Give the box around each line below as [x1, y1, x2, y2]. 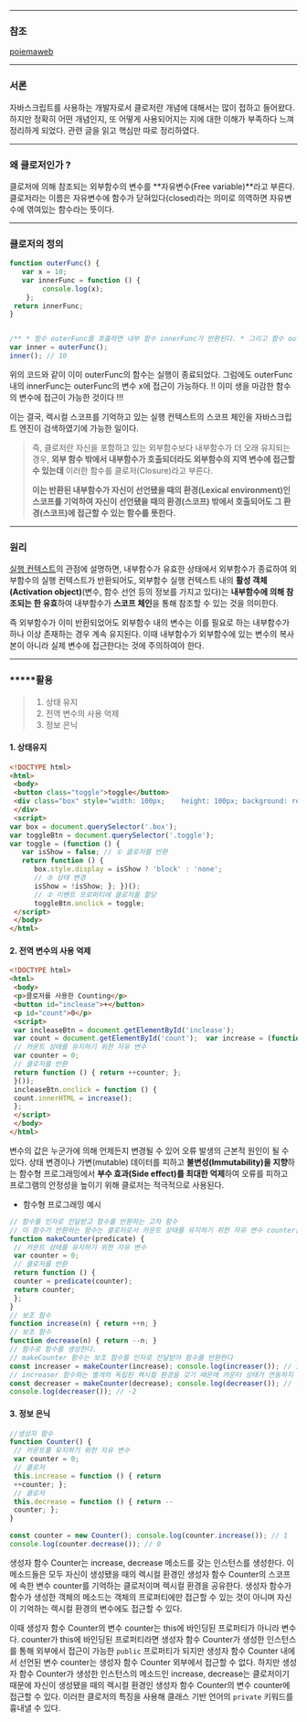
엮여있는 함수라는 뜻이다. [26, 203, 115, 215]
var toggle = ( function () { [9, 839, 121, 849]
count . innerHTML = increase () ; [13, 1094, 132, 1103]
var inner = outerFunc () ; [9, 343, 108, 352]
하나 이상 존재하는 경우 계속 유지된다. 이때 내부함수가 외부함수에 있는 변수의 [9, 628, 278, 640]
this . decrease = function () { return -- [13, 1497, 174, 1506]
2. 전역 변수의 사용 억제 [9, 945, 91, 956]
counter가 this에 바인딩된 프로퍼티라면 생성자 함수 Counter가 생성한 [21, 1633, 265, 1644]
